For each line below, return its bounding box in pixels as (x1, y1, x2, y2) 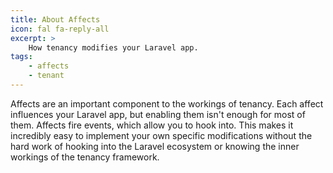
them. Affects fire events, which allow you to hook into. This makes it (10, 119, 294, 131)
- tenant (28, 71, 65, 81)
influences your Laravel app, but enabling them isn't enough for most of (10, 108, 306, 120)
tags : (10, 52, 33, 62)
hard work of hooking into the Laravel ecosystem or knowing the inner (10, 140, 300, 152)
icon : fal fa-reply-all (10, 24, 110, 34)
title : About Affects (10, 14, 101, 25)
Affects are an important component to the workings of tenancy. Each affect (10, 97, 324, 110)
